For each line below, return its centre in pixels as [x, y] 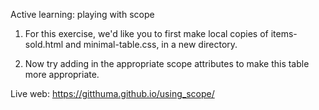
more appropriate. [62, 74]
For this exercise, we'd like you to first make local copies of [146, 33]
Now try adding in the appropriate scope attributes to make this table [167, 63]
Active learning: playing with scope [82, 14]
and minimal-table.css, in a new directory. [151, 44]
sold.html [44, 44]
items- [284, 33]
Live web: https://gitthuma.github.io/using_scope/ [112, 93]
